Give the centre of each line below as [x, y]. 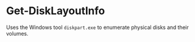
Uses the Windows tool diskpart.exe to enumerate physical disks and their [97, 27]
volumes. [17, 33]
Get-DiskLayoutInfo [56, 11]
